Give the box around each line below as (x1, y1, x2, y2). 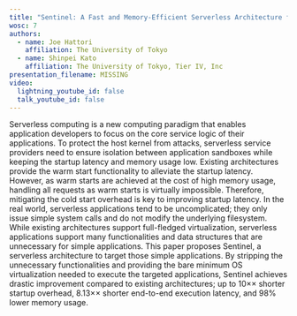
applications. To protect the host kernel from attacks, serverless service (9, 138, 271, 148)
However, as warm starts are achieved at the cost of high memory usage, (9, 176, 277, 186)
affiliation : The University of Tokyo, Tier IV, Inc (25, 63, 224, 71)
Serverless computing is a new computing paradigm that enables (9, 119, 247, 130)
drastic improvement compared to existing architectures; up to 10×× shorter (9, 279, 286, 290)
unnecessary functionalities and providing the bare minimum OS (9, 260, 243, 270)
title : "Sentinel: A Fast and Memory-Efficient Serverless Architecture (9, 12, 283, 22)
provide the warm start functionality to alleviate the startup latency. (9, 166, 254, 177)
